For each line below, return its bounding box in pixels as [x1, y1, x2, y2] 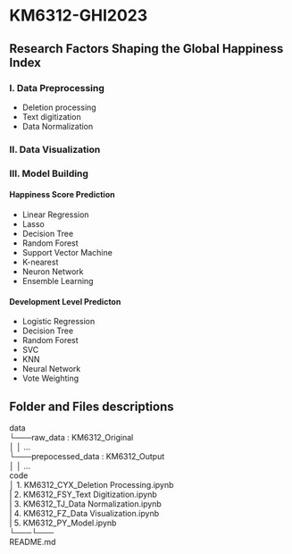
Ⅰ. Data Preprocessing [9, 81, 105, 94]
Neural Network [21, 364, 81, 374]
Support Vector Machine [21, 247, 113, 257]
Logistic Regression [21, 316, 96, 327]
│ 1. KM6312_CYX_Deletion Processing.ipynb [9, 479, 174, 490]
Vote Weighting [21, 373, 79, 384]
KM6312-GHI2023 [9, 5, 148, 26]
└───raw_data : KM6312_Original [9, 432, 134, 442]
